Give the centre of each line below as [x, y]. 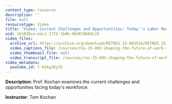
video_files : [19, 39]
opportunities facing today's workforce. [47, 87]
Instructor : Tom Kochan [31, 97]
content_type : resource [31, 10]
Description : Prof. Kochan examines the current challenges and [72, 82]
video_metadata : [23, 63]
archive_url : [24, 44]
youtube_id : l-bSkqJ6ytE [36, 67]
